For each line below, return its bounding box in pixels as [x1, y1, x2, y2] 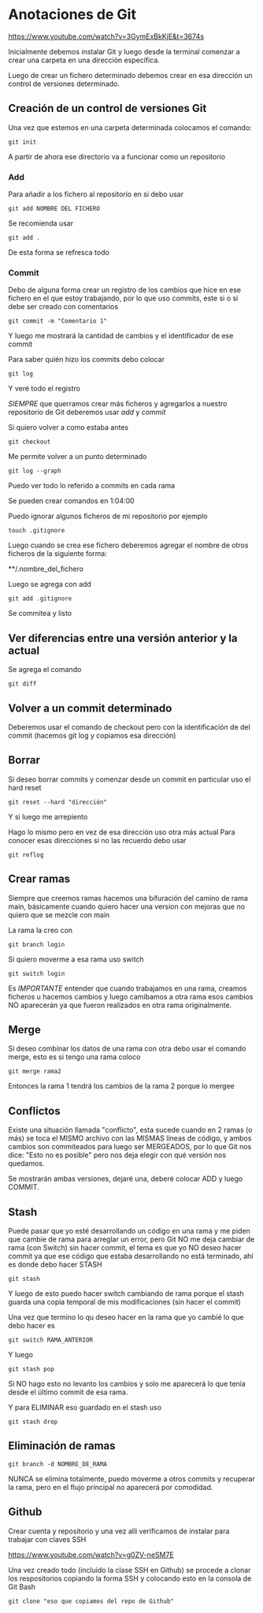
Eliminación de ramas [8, 1439, 116, 1453]
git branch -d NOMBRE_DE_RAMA [8, 1460, 108, 1468]
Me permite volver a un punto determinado [8, 452, 147, 461]
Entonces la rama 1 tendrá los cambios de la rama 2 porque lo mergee [8, 1081, 235, 1091]
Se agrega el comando [8, 665, 82, 674]
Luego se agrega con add [8, 580, 92, 589]
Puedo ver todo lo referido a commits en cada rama [8, 481, 176, 491]
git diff [8, 680, 37, 688]
